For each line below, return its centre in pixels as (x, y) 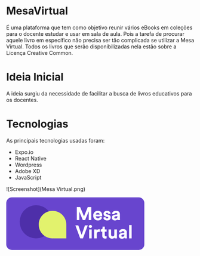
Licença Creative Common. (40, 53)
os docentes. (22, 100)
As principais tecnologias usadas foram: (56, 140)
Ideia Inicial (35, 77)
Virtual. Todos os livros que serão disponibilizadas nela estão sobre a (91, 47)
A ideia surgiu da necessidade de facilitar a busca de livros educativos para (99, 93)
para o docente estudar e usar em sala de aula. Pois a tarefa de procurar (96, 33)
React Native (30, 158)
